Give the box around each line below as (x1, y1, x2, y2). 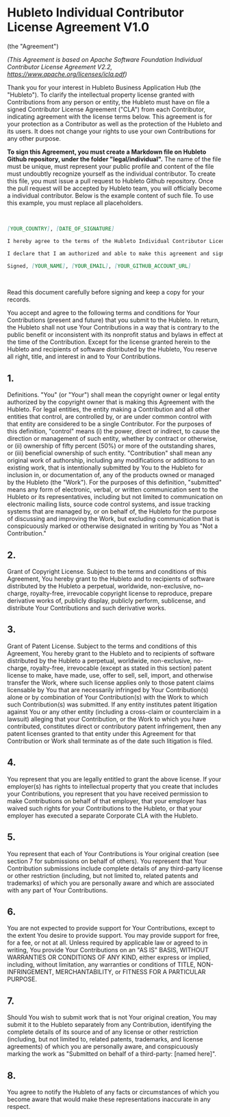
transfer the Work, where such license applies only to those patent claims (7, 678, 214, 687)
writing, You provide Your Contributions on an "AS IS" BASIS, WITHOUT (7, 946, 209, 954)
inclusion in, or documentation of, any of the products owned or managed (7, 471, 215, 479)
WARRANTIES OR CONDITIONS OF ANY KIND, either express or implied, (7, 953, 211, 962)
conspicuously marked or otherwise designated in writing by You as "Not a (7, 522, 218, 530)
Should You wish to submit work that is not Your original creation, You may (7, 1013, 217, 1022)
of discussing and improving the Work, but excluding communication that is (7, 515, 220, 523)
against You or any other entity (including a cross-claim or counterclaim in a (7, 707, 221, 715)
